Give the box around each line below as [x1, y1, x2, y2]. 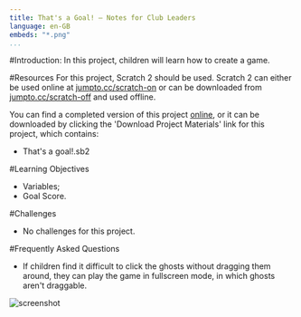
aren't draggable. [22, 280, 88, 291]
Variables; [22, 181, 61, 192]
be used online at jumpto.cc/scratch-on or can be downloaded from [9, 82, 262, 93]
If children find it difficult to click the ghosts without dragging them [22, 261, 271, 272]
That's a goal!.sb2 [22, 146, 90, 157]
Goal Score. [22, 191, 67, 202]
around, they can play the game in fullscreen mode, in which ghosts [22, 271, 276, 282]
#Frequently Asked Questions [9, 244, 120, 255]
